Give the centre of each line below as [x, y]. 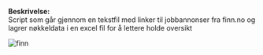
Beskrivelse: [29, 11]
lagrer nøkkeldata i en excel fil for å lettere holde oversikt [100, 28]
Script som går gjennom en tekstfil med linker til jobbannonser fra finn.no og [132, 20]
